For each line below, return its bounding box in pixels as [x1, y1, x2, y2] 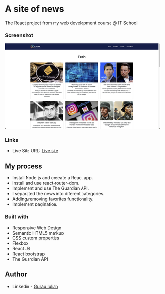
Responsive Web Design [12, 225, 62, 231]
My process [5, 162, 42, 170]
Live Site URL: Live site [12, 147, 59, 153]
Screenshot [5, 32, 33, 39]
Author [5, 270, 27, 279]
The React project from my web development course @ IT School [5, 20, 137, 26]
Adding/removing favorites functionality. [12, 196, 94, 202]
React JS [12, 245, 31, 251]
